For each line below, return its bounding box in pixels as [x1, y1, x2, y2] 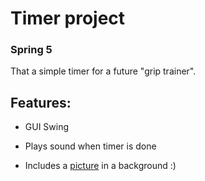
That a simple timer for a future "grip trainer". [10, 65, 197, 77]
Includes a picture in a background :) [24, 160, 177, 172]
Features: [10, 94, 72, 111]
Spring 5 [10, 43, 53, 57]
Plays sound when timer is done [24, 140, 157, 152]
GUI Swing [24, 121, 70, 133]
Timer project [10, 7, 126, 30]
